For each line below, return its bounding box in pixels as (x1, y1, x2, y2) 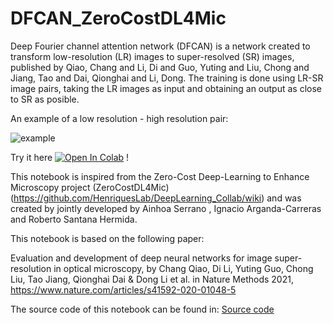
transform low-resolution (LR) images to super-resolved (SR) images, (10, 50, 295, 62)
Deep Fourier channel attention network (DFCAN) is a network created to (10, 40, 311, 52)
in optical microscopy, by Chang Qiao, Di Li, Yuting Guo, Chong (53, 262, 314, 274)
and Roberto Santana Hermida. (10, 213, 138, 225)
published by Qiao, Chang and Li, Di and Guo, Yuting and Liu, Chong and (10, 61, 310, 73)
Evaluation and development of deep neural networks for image (10, 252, 273, 264)
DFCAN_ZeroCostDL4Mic (10, 7, 227, 30)
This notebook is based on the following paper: (10, 232, 205, 244)
